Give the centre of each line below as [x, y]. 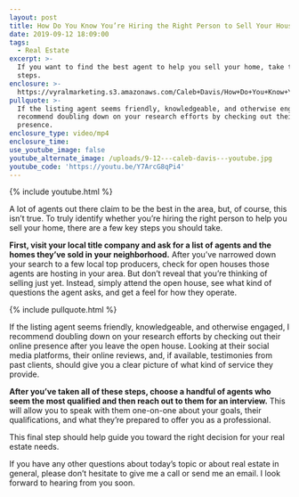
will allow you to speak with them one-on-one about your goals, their [135, 411]
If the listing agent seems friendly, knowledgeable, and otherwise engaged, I [149, 327]
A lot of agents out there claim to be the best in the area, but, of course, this [148, 209]
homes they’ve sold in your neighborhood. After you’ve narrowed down [143, 255]
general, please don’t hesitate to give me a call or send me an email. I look [145, 474]
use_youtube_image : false [57, 150]
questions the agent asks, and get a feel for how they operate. [123, 293]
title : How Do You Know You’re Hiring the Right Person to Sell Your [141, 26]
